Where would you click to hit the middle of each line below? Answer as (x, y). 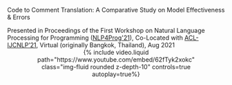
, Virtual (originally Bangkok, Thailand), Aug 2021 (105, 45)
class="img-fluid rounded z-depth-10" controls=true (116, 67)
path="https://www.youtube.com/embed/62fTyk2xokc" (116, 60)
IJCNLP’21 (22, 45)
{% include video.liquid (116, 52)
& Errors (19, 17)
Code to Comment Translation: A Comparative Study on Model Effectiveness (116, 10)
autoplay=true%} (116, 74)
